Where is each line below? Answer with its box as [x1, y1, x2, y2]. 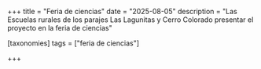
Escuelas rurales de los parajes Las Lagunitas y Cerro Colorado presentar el [7, 15, 254, 24]
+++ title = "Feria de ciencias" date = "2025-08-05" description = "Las [7, 7, 237, 16]
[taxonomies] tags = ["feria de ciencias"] [7, 38, 139, 48]
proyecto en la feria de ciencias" [7, 24, 113, 32]
